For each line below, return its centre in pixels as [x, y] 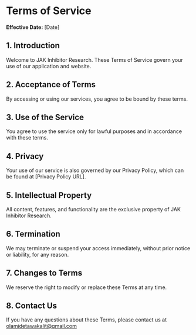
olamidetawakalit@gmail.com [42, 326]
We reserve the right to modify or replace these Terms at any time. [87, 287]
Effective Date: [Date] [33, 27]
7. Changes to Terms [44, 273]
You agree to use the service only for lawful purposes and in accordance [94, 131]
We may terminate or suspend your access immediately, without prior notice [98, 248]
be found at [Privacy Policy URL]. [46, 177]
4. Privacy [25, 156]
